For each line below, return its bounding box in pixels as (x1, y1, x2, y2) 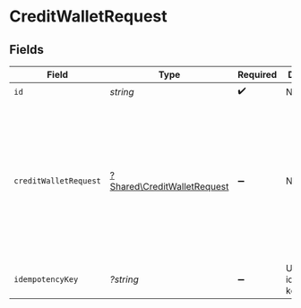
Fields (9, 42, 45, 57)
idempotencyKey (13, 275, 79, 284)
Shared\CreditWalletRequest (109, 181, 229, 192)
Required (236, 69, 278, 81)
